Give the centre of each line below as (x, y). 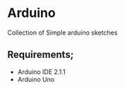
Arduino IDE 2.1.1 (41, 71)
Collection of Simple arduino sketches (63, 32)
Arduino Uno (36, 79)
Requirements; (41, 55)
